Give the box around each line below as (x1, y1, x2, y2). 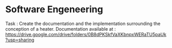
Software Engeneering (5, 4, 104, 15)
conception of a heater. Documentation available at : (5, 26, 116, 32)
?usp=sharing (5, 37, 34, 43)
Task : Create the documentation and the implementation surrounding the (5, 20, 161, 27)
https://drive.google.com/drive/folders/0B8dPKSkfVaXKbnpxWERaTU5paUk (5, 31, 167, 37)
